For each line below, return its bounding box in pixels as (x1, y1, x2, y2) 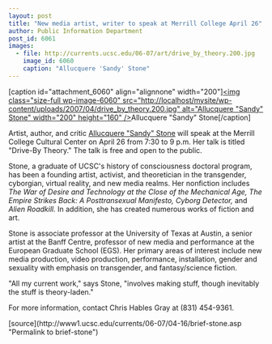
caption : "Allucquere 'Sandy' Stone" (23, 65, 151, 73)
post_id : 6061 (8, 34, 57, 43)
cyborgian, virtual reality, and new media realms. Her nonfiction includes (8, 178, 250, 188)
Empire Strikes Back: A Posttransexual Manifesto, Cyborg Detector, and (8, 195, 248, 205)
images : (8, 42, 35, 50)
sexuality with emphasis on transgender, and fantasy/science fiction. (8, 262, 237, 272)
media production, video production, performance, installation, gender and (8, 254, 257, 264)
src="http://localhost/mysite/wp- (122, 95, 232, 105)
